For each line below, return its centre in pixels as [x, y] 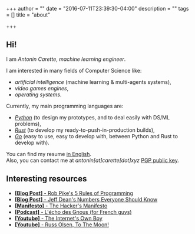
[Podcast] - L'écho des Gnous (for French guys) [73, 212]
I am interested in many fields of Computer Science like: [74, 70]
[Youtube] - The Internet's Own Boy [59, 218]
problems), [28, 123]
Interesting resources [47, 179]
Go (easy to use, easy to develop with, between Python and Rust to [96, 136]
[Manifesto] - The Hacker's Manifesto [61, 206]
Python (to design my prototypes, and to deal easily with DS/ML [92, 117]
